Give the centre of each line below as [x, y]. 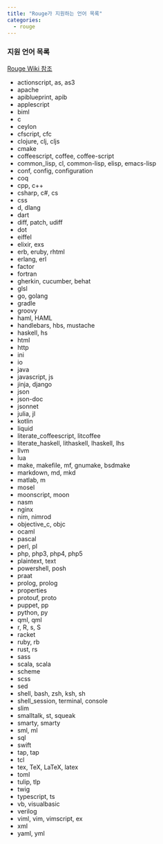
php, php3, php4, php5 [50, 553]
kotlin [25, 421]
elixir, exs [31, 244]
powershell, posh [42, 568]
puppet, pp [33, 605]
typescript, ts [36, 796]
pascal [27, 538]
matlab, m [31, 480]
